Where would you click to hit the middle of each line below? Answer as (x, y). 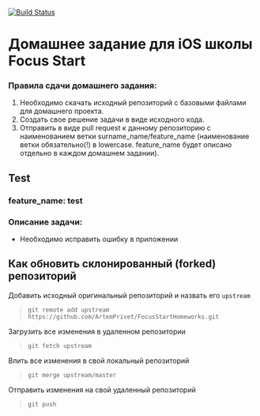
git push (42, 404)
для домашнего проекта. (62, 112)
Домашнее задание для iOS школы (130, 44)
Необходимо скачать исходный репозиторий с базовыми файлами (133, 103)
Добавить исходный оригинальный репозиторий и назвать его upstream (129, 295)
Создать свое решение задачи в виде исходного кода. (112, 119)
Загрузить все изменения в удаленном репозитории (97, 331)
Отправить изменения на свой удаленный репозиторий (102, 390)
